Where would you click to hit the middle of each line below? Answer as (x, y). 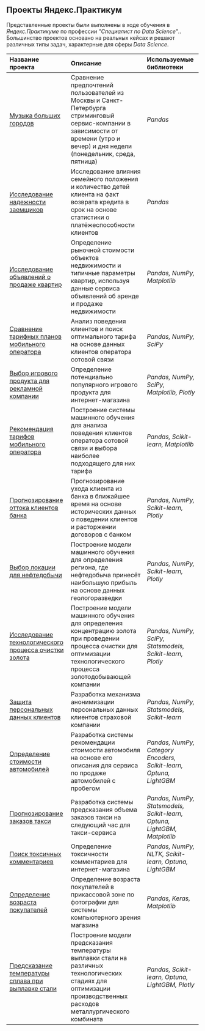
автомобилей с (93, 780)
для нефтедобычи (36, 575)
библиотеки (165, 67)
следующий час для (101, 825)
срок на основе (94, 209)
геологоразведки (96, 597)
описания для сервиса (105, 765)
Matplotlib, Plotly (171, 392)
